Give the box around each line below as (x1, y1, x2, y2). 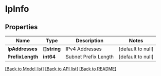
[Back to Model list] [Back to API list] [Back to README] (5, 66, 117, 72)
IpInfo (5, 3, 29, 15)
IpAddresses (7, 45, 37, 52)
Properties (5, 23, 38, 31)
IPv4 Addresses (65, 45, 102, 52)
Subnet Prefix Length (65, 54, 114, 60)
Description (75, 38, 104, 44)
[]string (43, 45, 61, 52)
